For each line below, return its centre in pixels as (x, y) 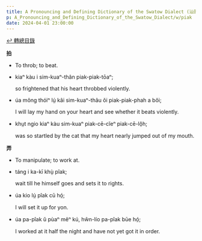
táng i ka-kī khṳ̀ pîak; (41, 172)
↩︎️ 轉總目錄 (20, 41)
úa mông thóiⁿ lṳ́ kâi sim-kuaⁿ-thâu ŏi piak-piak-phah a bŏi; (88, 100)
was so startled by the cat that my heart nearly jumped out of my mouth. (105, 136)
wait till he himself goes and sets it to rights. (69, 183)
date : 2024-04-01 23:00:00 (40, 23)
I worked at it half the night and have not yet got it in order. (87, 231)
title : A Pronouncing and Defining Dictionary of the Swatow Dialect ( (98, 12)
